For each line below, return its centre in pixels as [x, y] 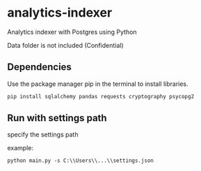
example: [20, 148]
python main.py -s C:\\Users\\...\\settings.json [81, 161]
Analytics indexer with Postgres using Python [72, 32]
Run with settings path [57, 118]
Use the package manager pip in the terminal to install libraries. [98, 84]
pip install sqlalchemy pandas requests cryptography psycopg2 [101, 96]
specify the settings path [43, 135]
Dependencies [39, 67]
